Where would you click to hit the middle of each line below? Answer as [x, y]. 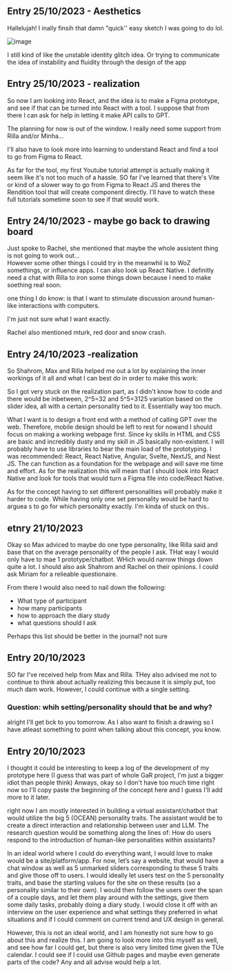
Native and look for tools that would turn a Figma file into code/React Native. [115, 479]
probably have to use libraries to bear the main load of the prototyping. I [109, 449]
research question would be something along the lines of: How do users [109, 832]
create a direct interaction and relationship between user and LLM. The [108, 825]
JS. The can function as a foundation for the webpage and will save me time [115, 464]
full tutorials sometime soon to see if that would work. [83, 199]
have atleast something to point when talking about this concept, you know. [114, 730]
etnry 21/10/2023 [45, 528]
